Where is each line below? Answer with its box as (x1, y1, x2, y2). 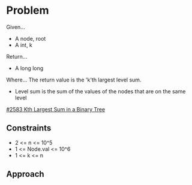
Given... (6, 23, 25, 31)
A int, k (14, 41, 33, 48)
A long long (14, 64, 44, 72)
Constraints (6, 123, 52, 134)
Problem (6, 4, 49, 17)
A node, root (14, 35, 46, 42)
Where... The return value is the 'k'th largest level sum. (6, 76, 142, 83)
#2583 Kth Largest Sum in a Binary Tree (6, 105, 106, 113)
